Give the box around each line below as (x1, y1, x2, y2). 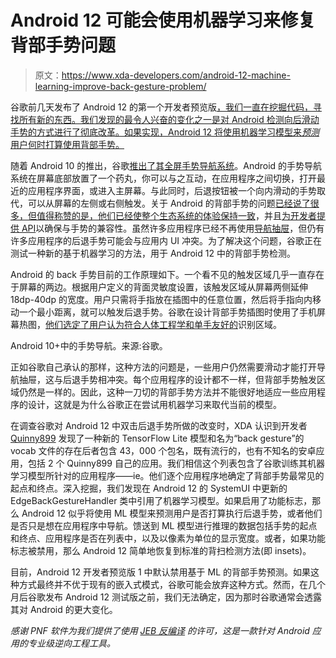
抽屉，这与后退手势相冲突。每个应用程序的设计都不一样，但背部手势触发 (18, 373, 317, 385)
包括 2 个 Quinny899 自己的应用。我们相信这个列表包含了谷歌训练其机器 (27, 457, 325, 469)
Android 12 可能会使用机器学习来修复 (10, 9, 317, 32)
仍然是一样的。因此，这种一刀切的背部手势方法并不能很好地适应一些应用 (18, 386, 317, 398)
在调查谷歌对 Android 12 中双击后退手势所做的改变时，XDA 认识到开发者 (10, 419, 308, 431)
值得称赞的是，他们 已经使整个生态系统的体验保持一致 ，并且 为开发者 (36, 209, 317, 221)
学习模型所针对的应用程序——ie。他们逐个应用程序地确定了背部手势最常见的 (10, 469, 325, 481)
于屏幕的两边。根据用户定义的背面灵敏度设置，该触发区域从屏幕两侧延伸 (10, 281, 308, 293)
